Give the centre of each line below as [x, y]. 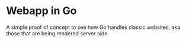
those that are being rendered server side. [58, 33]
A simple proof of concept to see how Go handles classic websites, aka [93, 27]
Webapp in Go [41, 11]
